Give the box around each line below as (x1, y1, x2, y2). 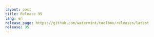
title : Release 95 (5, 12, 42, 16)
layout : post (5, 7, 32, 12)
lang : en (5, 16, 23, 21)
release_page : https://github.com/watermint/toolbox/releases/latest (5, 20, 150, 25)
